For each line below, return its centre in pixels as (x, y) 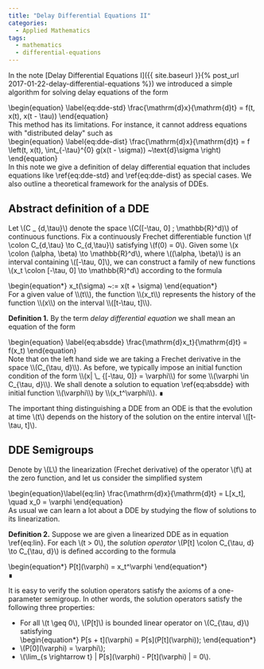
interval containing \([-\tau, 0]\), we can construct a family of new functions (132, 262)
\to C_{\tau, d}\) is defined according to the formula (92, 551)
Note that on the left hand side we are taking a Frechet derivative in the (124, 358)
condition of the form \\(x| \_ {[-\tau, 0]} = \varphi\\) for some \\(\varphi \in (128, 376)
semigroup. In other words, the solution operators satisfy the (143, 599)
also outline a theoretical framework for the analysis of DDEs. (109, 184)
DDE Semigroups (51, 450)
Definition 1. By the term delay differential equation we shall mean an (122, 318)
